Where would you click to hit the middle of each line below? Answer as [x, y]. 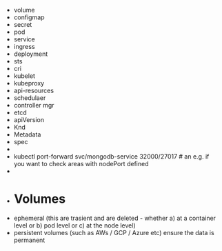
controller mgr [34, 105]
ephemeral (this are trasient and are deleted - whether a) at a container [114, 218]
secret [23, 24]
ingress [24, 47]
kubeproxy [29, 83]
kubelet [24, 76]
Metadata [27, 134]
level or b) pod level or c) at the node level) [74, 225]
